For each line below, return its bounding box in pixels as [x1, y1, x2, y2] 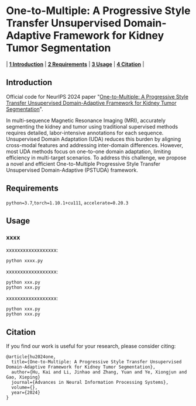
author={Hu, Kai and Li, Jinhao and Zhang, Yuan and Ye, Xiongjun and [11, 369, 187, 375]
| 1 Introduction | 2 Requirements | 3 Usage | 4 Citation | [6, 60, 145, 68]
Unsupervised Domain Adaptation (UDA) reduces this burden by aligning [6, 136, 181, 143]
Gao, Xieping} [6, 374, 41, 380]
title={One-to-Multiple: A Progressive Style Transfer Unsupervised [11, 359, 182, 365]
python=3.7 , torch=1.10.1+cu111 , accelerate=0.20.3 [6, 199, 129, 206]
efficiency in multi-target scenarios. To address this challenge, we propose [6, 154, 187, 161]
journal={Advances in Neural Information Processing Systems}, [11, 380, 169, 386]
